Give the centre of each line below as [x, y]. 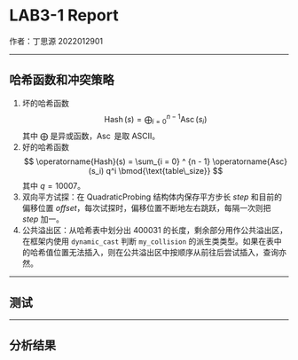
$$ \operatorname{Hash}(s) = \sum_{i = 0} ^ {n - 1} [117, 161]
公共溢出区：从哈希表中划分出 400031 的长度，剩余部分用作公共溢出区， [155, 231]
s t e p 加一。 [43, 219]
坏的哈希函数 [45, 103]
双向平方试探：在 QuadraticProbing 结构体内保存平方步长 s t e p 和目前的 [152, 197]
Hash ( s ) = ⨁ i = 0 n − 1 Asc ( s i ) [156, 119]
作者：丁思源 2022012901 [56, 41]
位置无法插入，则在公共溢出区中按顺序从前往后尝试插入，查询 [166, 253]
